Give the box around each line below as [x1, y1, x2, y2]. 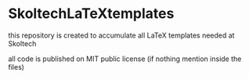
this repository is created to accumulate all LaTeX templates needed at [8, 31, 235, 40]
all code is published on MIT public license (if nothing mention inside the [8, 54, 242, 63]
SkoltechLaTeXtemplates [8, 5, 175, 23]
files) [8, 62, 25, 71]
